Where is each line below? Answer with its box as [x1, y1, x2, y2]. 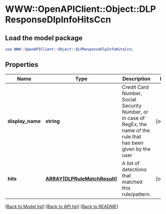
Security [122, 102, 142, 109]
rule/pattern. [122, 191, 151, 198]
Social [122, 96, 137, 103]
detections [122, 166, 147, 173]
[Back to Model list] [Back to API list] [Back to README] [5, 203, 119, 209]
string [45, 117, 60, 124]
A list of [122, 160, 140, 166]
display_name [7, 117, 41, 124]
